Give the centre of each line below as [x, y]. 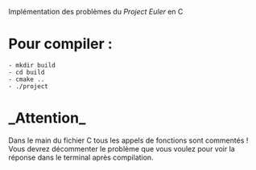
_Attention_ [47, 118]
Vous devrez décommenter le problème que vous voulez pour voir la [122, 148]
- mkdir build [32, 65]
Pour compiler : [60, 44]
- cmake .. [27, 79]
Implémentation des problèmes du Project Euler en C [96, 12]
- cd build [27, 72]
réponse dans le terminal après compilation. [81, 157]
